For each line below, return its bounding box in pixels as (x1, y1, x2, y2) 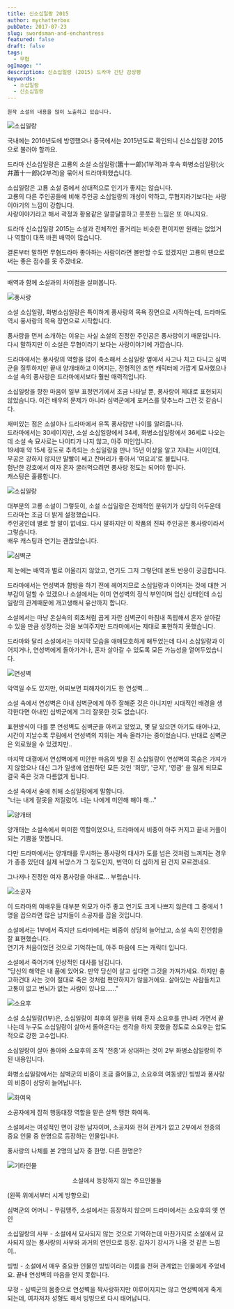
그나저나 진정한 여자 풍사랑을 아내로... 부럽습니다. (7, 873, 141, 881)
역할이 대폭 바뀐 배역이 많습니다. (14, 233, 102, 242)
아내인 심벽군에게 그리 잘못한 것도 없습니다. (31, 708, 148, 716)
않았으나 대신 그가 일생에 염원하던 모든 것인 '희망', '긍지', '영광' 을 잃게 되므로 (14, 764, 223, 772)
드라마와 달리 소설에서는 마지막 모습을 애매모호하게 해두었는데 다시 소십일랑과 (7, 637, 218, 646)
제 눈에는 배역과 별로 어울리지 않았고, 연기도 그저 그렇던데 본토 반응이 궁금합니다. (7, 566, 226, 575)
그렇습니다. (7, 528, 38, 536)
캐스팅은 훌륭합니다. (7, 472, 61, 480)
